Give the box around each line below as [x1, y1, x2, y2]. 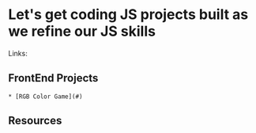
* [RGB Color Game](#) [8, 93, 83, 101]
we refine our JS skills [8, 22, 156, 40]
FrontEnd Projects [8, 71, 99, 85]
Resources [8, 114, 62, 127]
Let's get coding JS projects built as [8, 6, 249, 24]
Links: [8, 48, 28, 58]
